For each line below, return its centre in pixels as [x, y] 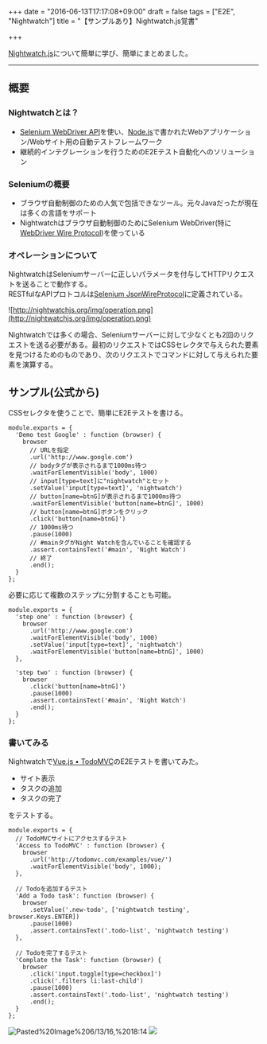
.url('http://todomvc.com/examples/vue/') [101, 860]
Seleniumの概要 [39, 184]
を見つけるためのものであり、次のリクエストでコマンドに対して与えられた [130, 355]
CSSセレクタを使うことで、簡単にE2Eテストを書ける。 [98, 413]
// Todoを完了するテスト [52, 953]
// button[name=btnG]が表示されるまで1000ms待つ [105, 497]
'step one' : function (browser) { [74, 617]
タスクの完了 [41, 798]
